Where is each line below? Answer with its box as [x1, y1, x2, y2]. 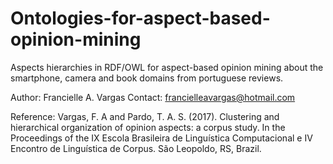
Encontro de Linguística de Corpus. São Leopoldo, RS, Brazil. [10, 142, 262, 154]
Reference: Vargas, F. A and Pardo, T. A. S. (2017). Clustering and [10, 110, 280, 122]
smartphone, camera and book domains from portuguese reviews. [10, 72, 284, 84]
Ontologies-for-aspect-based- [10, 7, 271, 30]
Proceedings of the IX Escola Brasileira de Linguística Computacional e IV [10, 132, 313, 144]
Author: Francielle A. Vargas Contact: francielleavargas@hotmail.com [10, 91, 296, 103]
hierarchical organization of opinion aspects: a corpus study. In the [10, 121, 286, 133]
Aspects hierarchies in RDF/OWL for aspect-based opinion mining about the [10, 61, 324, 73]
